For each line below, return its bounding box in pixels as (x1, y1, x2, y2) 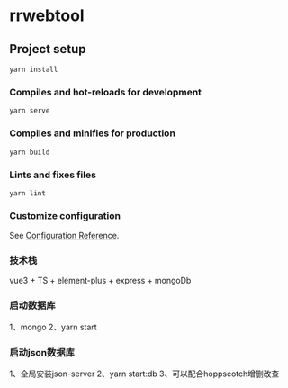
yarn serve (9, 106, 50, 115)
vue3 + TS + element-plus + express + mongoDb (9, 275, 192, 286)
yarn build (9, 148, 50, 157)
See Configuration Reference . (9, 230, 120, 241)
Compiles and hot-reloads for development (9, 86, 202, 98)
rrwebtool (9, 5, 85, 26)
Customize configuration (9, 209, 121, 221)
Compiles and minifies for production (9, 127, 175, 140)
